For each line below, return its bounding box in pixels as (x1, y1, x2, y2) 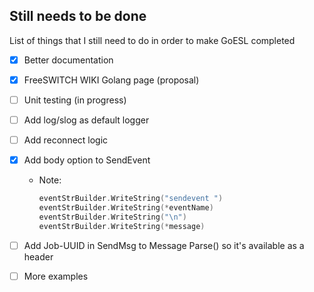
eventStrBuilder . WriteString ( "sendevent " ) (38, 194, 224, 204)
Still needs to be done (9, 8, 147, 25)
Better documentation (23, 54, 114, 66)
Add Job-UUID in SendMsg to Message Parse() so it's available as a (23, 239, 305, 251)
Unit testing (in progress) (23, 94, 127, 106)
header (23, 250, 54, 263)
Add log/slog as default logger (23, 114, 150, 126)
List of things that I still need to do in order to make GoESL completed (9, 34, 296, 46)
